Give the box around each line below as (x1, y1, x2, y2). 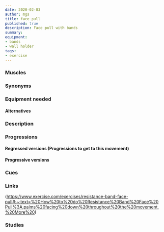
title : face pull (5, 16, 41, 21)
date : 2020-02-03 (5, 7, 41, 12)
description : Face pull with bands (5, 26, 78, 31)
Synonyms (5, 82, 31, 89)
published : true (5, 21, 38, 26)
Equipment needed (5, 96, 52, 102)
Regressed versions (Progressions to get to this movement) (5, 146, 129, 152)
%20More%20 (5, 209, 35, 215)
